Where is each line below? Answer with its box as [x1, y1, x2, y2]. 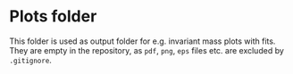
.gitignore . [9, 54, 52, 65]
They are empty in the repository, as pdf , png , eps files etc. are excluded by [9, 45, 284, 55]
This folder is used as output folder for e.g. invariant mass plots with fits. [9, 36, 276, 46]
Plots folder [9, 6, 97, 27]
